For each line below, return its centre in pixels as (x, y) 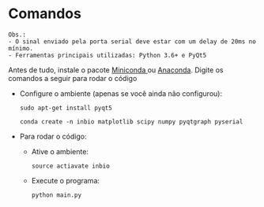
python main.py (56, 195)
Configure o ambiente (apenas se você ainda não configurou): (121, 93)
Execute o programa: (66, 180)
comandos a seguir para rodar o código (73, 78)
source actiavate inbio (71, 166)
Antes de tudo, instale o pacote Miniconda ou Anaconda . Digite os (116, 70)
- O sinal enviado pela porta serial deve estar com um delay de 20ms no (132, 41)
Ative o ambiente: (60, 151)
